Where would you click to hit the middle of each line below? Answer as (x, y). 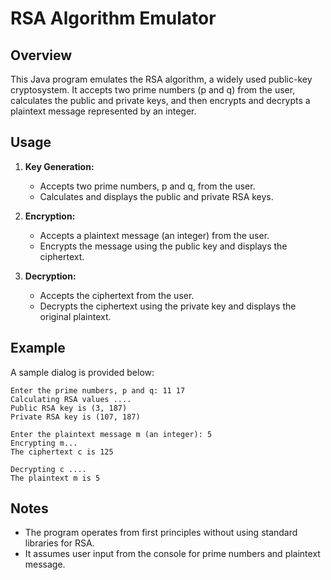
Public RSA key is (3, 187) (69, 408)
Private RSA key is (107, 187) (75, 417)
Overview (41, 55)
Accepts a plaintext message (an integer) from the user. (154, 235)
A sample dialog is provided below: (82, 372)
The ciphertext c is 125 (62, 452)
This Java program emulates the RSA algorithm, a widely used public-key (161, 79)
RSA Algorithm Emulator (113, 18)
